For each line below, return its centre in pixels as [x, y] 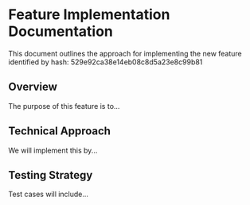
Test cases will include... [49, 194]
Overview [33, 87]
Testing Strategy [51, 175]
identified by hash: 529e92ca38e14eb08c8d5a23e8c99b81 [105, 62]
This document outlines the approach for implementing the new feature [125, 53]
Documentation [61, 31]
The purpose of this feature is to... [64, 106]
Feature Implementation [89, 15]
